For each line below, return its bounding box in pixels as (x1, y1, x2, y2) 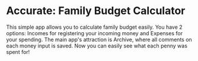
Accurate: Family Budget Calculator (6, 4, 186, 18)
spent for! (6, 48, 30, 55)
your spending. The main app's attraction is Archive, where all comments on (6, 36, 193, 43)
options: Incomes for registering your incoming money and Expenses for (6, 29, 183, 36)
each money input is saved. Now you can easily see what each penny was (6, 42, 188, 49)
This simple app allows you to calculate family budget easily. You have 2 (6, 23, 183, 30)
